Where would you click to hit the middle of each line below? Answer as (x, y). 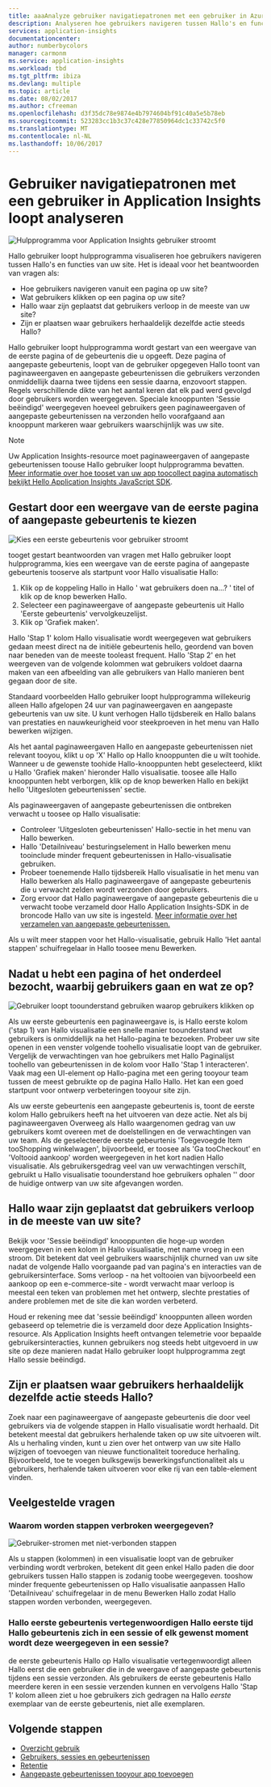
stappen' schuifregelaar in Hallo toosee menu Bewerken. (102, 948)
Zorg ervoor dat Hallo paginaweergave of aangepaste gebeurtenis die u (139, 898)
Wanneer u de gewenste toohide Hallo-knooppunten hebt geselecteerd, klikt (135, 764)
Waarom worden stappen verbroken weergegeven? (111, 1525)
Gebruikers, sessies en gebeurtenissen (85, 1757)
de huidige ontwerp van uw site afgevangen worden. (96, 1183)
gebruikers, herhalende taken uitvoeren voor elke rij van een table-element (133, 1468)
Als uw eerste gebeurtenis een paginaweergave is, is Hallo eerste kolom (128, 1022)
